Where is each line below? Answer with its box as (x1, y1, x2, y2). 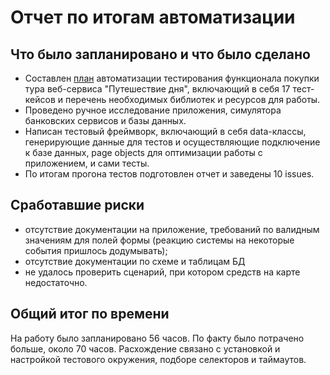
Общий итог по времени (10, 306, 170, 323)
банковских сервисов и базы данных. (24, 115, 187, 126)
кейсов (24, 94, 56, 105)
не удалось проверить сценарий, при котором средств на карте (24, 266, 301, 278)
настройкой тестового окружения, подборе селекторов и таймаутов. (10, 353, 307, 365)
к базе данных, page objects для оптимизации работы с (24, 147, 263, 158)
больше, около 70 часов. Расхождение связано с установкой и (10, 342, 281, 355)
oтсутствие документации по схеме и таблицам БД (24, 255, 246, 267)
